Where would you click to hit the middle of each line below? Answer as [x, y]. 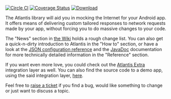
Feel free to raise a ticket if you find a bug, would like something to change [84, 85]
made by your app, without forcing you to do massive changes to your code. [86, 29]
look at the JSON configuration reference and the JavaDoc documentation [84, 49]
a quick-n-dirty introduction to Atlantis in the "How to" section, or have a [82, 44]
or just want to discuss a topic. [38, 91]
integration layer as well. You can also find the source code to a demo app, [84, 70]
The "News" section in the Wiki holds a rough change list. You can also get [84, 39]
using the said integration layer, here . [44, 76]
